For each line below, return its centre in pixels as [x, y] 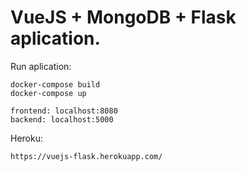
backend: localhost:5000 [62, 119]
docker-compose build [55, 84]
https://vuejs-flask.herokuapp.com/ [86, 156]
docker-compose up [48, 93]
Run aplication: [41, 66]
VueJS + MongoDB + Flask [123, 17]
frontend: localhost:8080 [64, 111]
